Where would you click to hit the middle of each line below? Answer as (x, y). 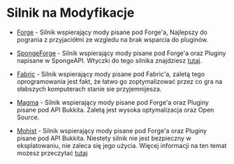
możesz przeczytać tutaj (52, 153)
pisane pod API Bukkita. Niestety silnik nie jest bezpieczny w (104, 138)
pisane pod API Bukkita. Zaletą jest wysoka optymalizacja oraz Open (115, 110)
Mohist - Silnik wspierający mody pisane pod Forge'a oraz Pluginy (112, 131)
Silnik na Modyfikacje (71, 13)
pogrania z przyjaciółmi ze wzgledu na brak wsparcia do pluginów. (112, 39)
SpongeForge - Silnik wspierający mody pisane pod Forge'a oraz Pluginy (121, 53)
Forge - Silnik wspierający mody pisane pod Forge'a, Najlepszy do (112, 32)
